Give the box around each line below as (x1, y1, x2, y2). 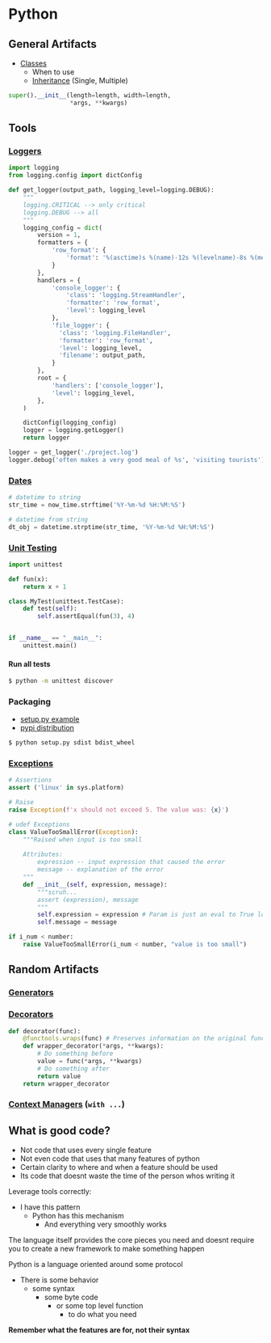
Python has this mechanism (31, 1211, 124, 1221)
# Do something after (37, 1065, 110, 1073)
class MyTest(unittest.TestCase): (8, 597, 125, 605)
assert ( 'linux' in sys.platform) (8, 784, 125, 792)
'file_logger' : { (51, 321, 110, 329)
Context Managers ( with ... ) (8, 1099, 125, 1110)
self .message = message (37, 918, 117, 926)
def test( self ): (23, 604, 78, 613)
